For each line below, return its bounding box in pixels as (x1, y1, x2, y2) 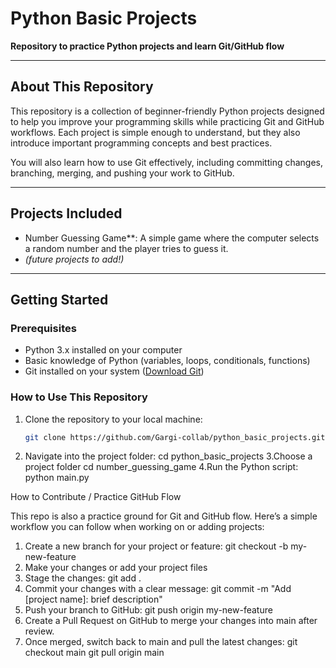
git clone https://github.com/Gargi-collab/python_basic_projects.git (24, 432, 326, 442)
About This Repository (10, 78, 154, 96)
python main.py (24, 472, 90, 484)
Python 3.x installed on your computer (24, 344, 183, 356)
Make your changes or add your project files (24, 562, 208, 574)
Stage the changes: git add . (24, 572, 142, 584)
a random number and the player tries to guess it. (24, 242, 229, 254)
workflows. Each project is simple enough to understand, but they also (10, 126, 301, 138)
